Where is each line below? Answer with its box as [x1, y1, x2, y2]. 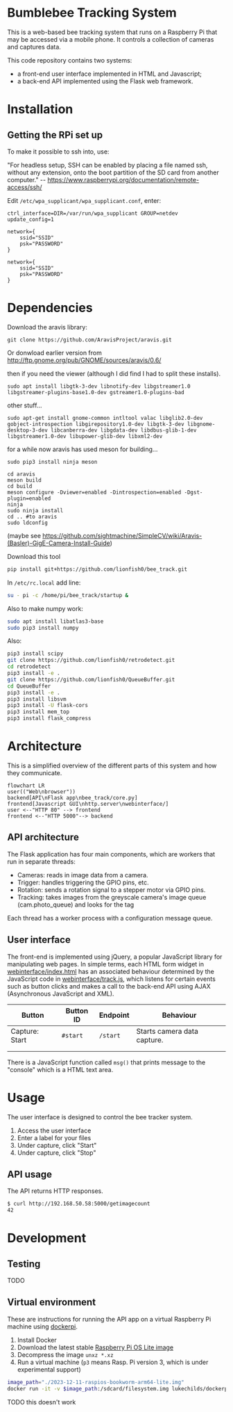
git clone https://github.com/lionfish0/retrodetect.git [7, 657, 175, 664]
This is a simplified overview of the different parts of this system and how [7, 761, 217, 770]
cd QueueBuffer [7, 683, 51, 690]
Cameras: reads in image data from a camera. [17, 870, 148, 879]
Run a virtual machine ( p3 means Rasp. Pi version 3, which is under [17, 1358, 209, 1366]
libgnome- [187, 421, 216, 428]
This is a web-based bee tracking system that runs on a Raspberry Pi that [7, 28, 218, 36]
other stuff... [7, 401, 42, 409]
